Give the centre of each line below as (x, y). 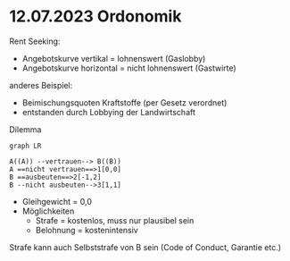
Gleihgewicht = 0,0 (57, 201)
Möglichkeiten (48, 211)
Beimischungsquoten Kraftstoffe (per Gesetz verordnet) (124, 102)
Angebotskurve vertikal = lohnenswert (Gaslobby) (114, 58)
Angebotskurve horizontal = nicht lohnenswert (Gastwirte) (129, 68)
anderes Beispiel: (41, 85)
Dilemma (25, 129)
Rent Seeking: (35, 41)
